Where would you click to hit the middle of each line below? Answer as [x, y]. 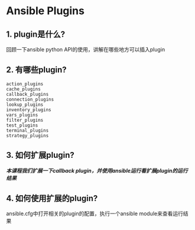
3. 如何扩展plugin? [40, 155]
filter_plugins [25, 120]
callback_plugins [27, 94]
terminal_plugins [27, 130]
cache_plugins [24, 89]
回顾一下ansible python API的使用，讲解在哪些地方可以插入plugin [86, 49]
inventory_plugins [29, 110]
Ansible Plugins [45, 11]
